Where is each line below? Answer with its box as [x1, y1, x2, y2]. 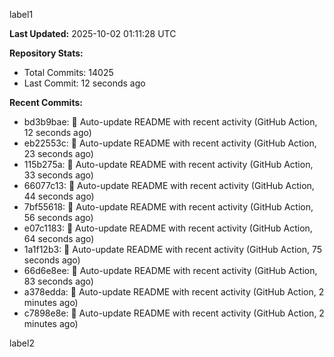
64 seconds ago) [23, 233, 95, 244]
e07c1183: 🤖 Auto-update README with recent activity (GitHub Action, [23, 222, 313, 234]
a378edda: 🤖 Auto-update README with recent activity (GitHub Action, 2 [23, 286, 325, 298]
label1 [9, 9, 34, 20]
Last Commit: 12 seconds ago [23, 77, 146, 89]
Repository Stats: [9, 47, 84, 59]
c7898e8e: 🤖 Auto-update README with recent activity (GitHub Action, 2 [23, 307, 325, 319]
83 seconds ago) [23, 275, 94, 287]
